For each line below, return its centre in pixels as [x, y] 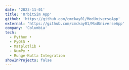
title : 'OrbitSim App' [28, 14]
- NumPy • [20, 51]
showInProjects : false [28, 60]
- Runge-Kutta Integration [37, 55]
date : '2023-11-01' [25, 10]
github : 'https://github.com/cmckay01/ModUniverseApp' [63, 19]
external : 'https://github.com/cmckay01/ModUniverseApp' [65, 23]
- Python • [21, 37]
